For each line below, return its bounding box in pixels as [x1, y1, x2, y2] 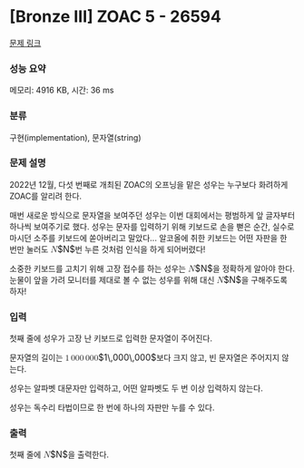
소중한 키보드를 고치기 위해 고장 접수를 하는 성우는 [9, 263, 186, 274]
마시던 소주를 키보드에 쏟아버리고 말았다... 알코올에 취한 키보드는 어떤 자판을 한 [9, 232, 288, 243]
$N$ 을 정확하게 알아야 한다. [194, 262, 295, 274]
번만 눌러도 [9, 243, 49, 255]
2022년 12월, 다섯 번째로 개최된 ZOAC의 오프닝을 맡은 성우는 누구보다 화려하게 [9, 179, 289, 190]
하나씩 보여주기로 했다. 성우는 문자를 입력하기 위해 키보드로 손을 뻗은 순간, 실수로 [9, 220, 295, 232]
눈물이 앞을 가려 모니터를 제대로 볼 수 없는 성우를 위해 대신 [9, 274, 215, 285]
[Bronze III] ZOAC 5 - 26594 [9, 6, 222, 27]
